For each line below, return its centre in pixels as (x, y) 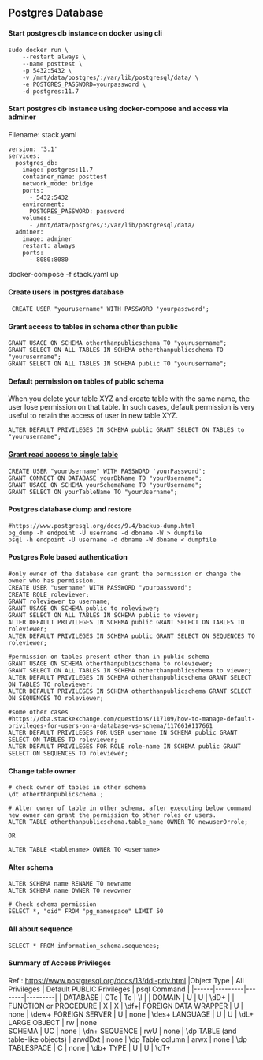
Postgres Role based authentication (68, 557)
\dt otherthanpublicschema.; (56, 795)
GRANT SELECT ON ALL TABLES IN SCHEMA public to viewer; (104, 616)
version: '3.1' (33, 149)
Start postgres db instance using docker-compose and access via (118, 109)
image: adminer (47, 239)
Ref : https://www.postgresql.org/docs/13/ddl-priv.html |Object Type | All (126, 980)
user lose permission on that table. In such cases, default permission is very (131, 407)
